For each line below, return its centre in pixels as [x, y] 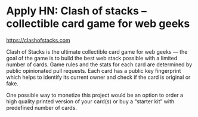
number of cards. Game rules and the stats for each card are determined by [99, 64]
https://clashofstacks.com [38, 40]
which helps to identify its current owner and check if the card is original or [98, 77]
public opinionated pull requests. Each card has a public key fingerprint [94, 70]
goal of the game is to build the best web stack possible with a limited [92, 58]
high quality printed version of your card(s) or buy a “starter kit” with [90, 101]
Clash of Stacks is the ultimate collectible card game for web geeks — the [97, 51]
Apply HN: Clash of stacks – [77, 11]
